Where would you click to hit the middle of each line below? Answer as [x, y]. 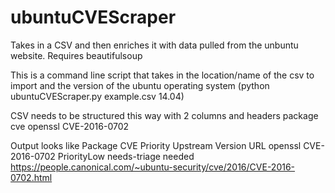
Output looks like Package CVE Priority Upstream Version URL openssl [156, 145]
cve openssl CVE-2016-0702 [70, 126]
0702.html [31, 177]
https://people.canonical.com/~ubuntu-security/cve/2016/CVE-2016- [153, 167]
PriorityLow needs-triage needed [126, 156]
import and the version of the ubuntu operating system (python [140, 85]
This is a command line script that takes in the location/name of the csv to [162, 75]
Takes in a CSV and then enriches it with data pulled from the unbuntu [154, 45]
